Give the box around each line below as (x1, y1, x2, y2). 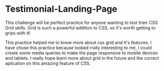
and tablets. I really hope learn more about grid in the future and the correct (5, 55, 159, 61)
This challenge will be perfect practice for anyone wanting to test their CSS (5, 20, 158, 25)
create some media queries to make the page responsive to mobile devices (5, 50, 158, 56)
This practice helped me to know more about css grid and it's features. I (5, 39, 152, 45)
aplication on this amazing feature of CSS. (5, 60, 91, 66)
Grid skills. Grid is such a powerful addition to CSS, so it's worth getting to (5, 24, 156, 30)
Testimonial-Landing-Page (5, 3, 118, 15)
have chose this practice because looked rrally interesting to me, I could (5, 45, 152, 50)
